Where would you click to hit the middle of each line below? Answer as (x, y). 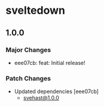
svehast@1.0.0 (41, 98)
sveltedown (35, 11)
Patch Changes (28, 78)
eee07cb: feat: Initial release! (50, 63)
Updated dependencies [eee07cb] (56, 91)
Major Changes (28, 50)
